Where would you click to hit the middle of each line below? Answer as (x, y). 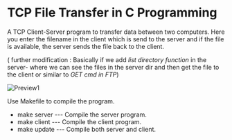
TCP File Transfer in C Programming (112, 13)
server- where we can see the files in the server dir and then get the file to (113, 67)
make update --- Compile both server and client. (87, 129)
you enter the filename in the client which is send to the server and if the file (116, 39)
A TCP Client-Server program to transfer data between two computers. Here (116, 32)
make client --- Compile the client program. (79, 121)
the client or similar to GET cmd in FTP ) (63, 74)
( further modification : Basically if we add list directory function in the (107, 59)
